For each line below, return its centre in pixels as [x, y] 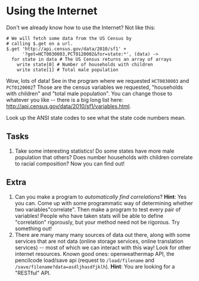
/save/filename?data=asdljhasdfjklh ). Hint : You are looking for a [95, 266]
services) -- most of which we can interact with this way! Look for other [103, 247]
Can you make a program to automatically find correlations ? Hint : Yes [100, 197]
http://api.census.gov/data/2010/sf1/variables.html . [69, 106]
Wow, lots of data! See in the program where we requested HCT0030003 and [98, 81]
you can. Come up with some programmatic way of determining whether [104, 203]
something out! [33, 228]
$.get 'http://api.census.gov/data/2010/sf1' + [66, 49]
